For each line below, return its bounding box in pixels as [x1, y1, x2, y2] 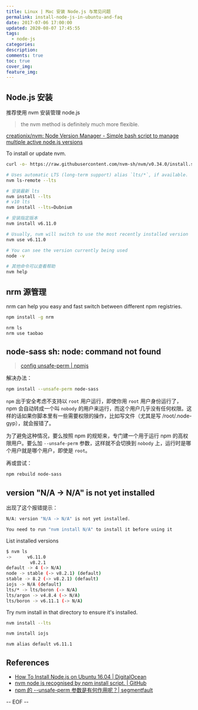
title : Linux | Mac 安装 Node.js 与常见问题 [6, 8, 111, 15]
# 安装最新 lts [6, 188, 40, 194]
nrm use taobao [6, 330, 44, 336]
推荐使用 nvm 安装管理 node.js [6, 109, 81, 116]
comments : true [6, 52, 44, 58]
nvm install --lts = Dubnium [6, 205, 72, 211]
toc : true [6, 58, 31, 64]
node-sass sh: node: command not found [6, 347, 161, 357]
